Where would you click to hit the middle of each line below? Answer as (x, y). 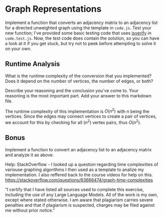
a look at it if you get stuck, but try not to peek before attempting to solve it (81, 43)
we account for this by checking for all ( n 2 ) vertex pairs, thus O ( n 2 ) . (73, 122)
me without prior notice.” (30, 210)
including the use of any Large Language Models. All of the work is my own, (82, 194)
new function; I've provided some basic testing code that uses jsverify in (78, 33)
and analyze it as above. (30, 155)
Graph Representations (53, 9)
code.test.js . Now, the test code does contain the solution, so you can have (82, 38)
